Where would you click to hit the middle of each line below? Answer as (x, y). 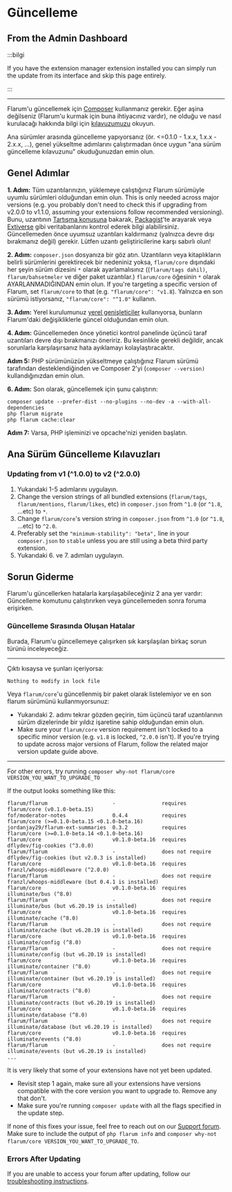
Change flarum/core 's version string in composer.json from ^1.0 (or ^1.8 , (120, 518)
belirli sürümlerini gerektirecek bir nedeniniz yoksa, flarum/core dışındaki (111, 262)
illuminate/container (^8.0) (49, 966)
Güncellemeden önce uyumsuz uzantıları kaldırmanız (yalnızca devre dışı (111, 234)
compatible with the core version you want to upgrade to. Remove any (117, 1090)
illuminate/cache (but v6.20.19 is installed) (75, 930)
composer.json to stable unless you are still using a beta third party (112, 540)
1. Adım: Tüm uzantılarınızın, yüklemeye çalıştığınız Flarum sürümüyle (106, 190)
